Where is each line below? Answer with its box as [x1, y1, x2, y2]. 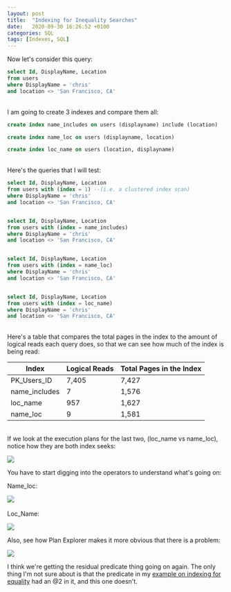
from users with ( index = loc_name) [7, 300, 113, 307]
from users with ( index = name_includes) [7, 223, 129, 231]
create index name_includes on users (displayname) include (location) [7, 121, 218, 128]
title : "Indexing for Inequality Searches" [7, 17, 138, 24]
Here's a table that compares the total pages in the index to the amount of [7, 332, 218, 341]
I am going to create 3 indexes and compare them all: [7, 108, 159, 116]
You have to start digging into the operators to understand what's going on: [7, 468, 222, 477]
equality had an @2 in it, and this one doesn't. [7, 577, 138, 586]
